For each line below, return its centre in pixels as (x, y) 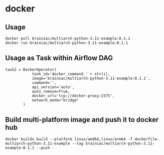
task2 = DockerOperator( (31, 70)
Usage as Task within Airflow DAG (59, 58)
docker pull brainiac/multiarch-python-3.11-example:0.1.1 (68, 38)
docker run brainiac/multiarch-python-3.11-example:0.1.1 (67, 43)
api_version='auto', (53, 87)
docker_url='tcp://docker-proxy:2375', (73, 96)
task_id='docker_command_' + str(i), (71, 74)
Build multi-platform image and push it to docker (82, 120)
